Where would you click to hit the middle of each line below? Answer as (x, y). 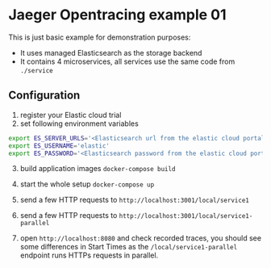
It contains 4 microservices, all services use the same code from (127, 61)
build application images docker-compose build (98, 169)
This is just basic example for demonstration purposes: (100, 37)
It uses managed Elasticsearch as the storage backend (111, 52)
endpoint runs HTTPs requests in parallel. (89, 255)
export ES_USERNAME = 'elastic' (59, 146)
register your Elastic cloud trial (71, 115)
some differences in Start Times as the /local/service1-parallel (129, 247)
